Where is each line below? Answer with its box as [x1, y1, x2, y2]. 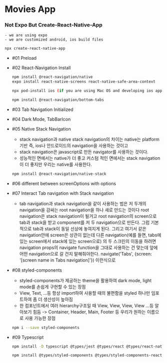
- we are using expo [4, 33, 48, 38]
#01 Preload [11, 55, 37, 61]
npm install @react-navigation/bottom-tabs [11, 97, 104, 102]
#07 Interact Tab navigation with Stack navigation [11, 190, 114, 196]
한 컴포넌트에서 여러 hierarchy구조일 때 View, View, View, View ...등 [19, 302, 154, 308]
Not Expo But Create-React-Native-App [4, 22, 103, 29]
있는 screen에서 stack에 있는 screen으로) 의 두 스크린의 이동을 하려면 [19, 238, 156, 244]
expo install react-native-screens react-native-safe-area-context [11, 79, 155, 84]
